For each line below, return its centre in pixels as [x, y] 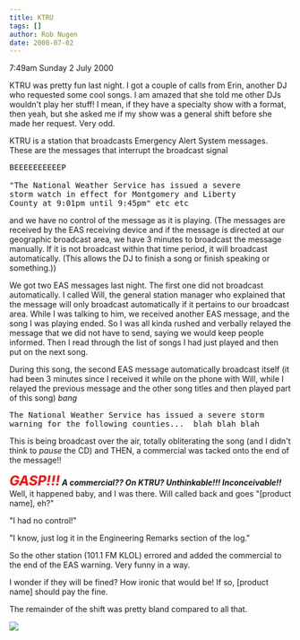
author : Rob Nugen [43, 34]
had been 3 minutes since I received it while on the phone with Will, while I [146, 379]
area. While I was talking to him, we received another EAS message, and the [150, 314]
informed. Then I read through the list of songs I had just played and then [144, 342]
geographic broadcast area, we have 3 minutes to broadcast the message [146, 239]
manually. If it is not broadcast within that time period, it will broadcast [139, 249]
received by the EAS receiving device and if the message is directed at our [147, 230]
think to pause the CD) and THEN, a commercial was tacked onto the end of [149, 451]
